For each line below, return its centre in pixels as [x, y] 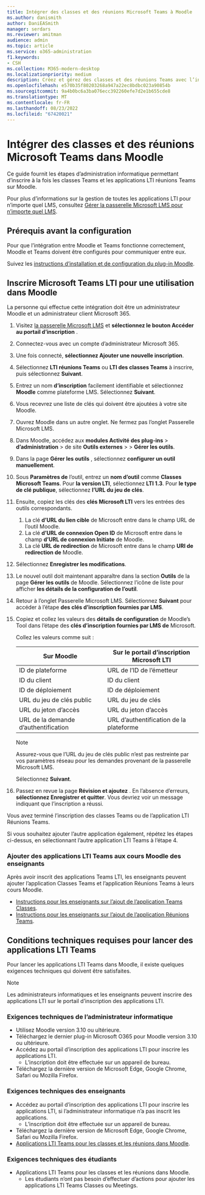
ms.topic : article [30, 46]
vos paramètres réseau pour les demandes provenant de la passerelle [103, 761]
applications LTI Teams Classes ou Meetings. [81, 1185]
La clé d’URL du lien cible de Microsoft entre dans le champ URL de [110, 520]
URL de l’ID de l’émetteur [142, 670]
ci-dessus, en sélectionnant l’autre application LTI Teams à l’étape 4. [92, 840]
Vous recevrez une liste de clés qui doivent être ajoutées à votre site [101, 403]
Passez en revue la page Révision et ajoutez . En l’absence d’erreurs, [102, 790]
